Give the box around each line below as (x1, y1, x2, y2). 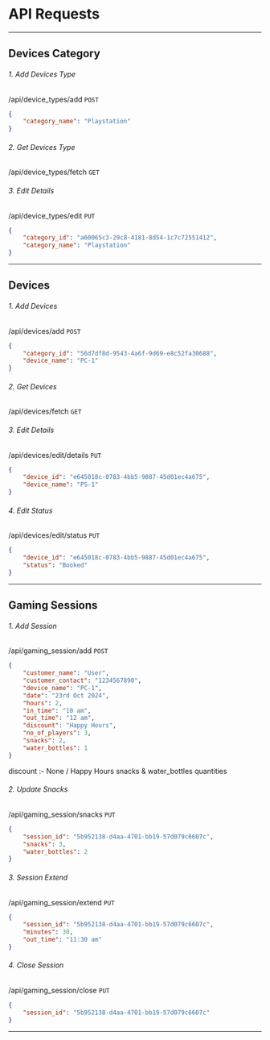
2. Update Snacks (8, 784, 68, 794)
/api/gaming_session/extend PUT (8, 897, 115, 907)
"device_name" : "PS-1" (22, 480, 99, 489)
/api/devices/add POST (8, 326, 81, 335)
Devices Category (8, 47, 100, 60)
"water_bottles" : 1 (22, 743, 88, 752)
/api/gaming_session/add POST (8, 646, 108, 655)
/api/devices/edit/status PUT (8, 530, 100, 540)
